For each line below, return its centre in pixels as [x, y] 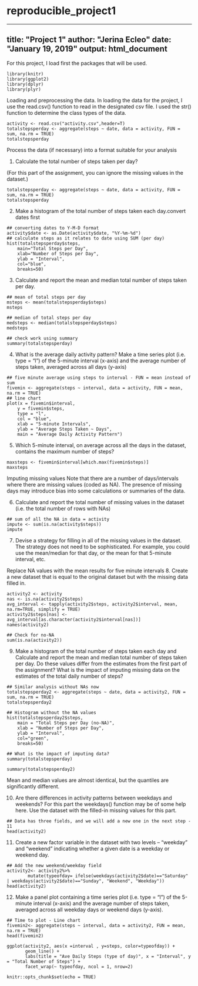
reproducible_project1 [61, 11]
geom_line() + [42, 951]
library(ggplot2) [28, 79]
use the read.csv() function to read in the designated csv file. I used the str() [99, 106]
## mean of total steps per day [46, 297]
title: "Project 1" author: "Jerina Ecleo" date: [89, 40]
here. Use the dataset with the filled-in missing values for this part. [96, 810]
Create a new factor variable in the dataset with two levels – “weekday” [101, 842]
